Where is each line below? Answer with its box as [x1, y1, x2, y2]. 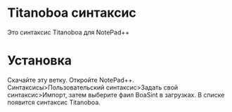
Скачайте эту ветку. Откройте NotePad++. [7, 76, 135, 84]
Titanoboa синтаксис [7, 5, 137, 21]
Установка [7, 52, 72, 69]
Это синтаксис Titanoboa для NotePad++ [7, 28, 130, 36]
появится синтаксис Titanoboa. [7, 98, 101, 106]
